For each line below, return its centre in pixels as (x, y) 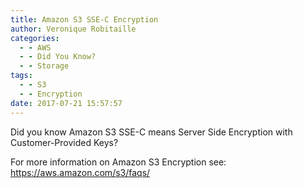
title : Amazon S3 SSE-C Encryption (84, 19)
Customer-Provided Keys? (64, 142)
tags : (21, 76)
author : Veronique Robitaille (73, 29)
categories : (35, 38)
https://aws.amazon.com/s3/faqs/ (80, 172)
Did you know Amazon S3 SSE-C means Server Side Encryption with (151, 132)
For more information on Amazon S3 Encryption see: (118, 162)
